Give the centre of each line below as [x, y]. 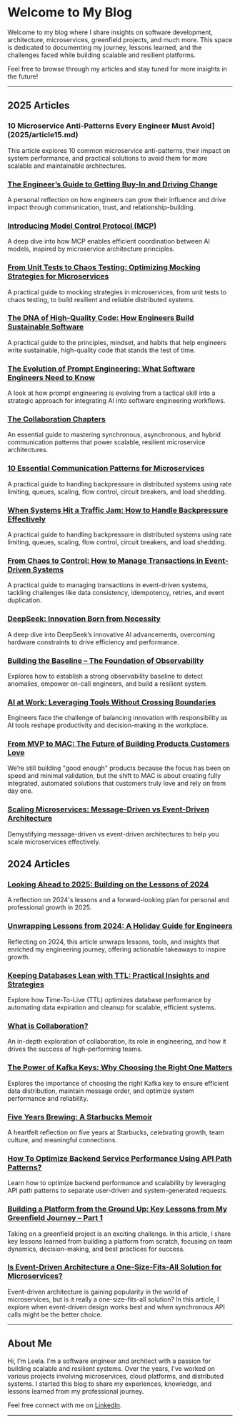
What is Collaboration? [48, 1026]
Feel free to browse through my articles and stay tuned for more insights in [117, 69]
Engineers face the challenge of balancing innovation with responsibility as [117, 718]
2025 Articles [39, 105]
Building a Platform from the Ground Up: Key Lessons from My [117, 1209]
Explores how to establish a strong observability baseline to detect [105, 676]
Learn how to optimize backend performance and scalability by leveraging [117, 1183]
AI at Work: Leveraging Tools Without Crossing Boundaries [112, 702]
